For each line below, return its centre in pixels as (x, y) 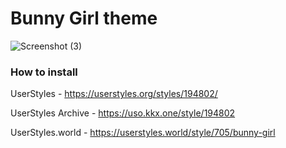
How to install (44, 72)
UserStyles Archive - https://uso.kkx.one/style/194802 (123, 113)
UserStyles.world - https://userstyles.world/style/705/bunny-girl (143, 133)
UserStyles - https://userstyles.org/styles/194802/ (114, 94)
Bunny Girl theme (84, 18)
